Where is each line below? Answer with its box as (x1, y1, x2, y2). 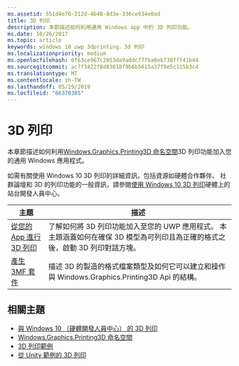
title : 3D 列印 (7, 17, 51, 24)
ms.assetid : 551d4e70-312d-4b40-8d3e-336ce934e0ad (7, 10, 161, 18)
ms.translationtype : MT (7, 70, 78, 77)
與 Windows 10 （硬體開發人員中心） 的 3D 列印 (17, 324, 158, 333)
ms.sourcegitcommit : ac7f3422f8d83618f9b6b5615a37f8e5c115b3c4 (7, 63, 199, 70)
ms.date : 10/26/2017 (7, 30, 69, 38)
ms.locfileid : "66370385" (7, 90, 84, 97)
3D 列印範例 (17, 342, 53, 350)
